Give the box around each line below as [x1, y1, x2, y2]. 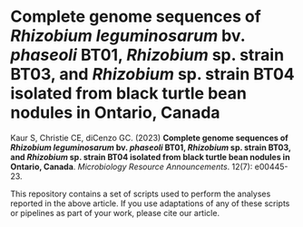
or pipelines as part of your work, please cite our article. [10, 207, 220, 218]
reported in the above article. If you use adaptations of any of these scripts [10, 197, 290, 209]
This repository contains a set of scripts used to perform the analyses [10, 188, 271, 199]
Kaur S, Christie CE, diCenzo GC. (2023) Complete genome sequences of [10, 132, 288, 143]
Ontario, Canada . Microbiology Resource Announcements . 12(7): [10, 161, 253, 172]
